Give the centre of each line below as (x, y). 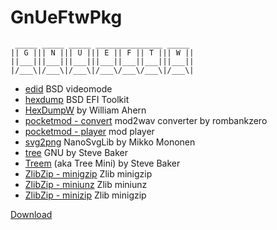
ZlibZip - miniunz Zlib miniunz (86, 184)
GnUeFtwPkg (66, 17)
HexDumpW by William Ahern (85, 110)
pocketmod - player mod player (89, 131)
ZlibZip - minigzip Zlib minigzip (88, 173)
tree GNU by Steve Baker (76, 152)
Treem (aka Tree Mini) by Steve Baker (102, 163)
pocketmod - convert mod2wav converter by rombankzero (146, 120)
